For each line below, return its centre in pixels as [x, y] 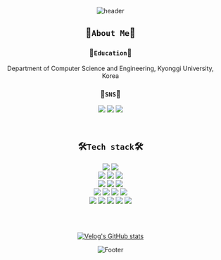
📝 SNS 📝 [110, 93]
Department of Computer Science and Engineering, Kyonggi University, [110, 68]
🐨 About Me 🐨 [110, 33]
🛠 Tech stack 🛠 [110, 147]
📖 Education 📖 [110, 53]
